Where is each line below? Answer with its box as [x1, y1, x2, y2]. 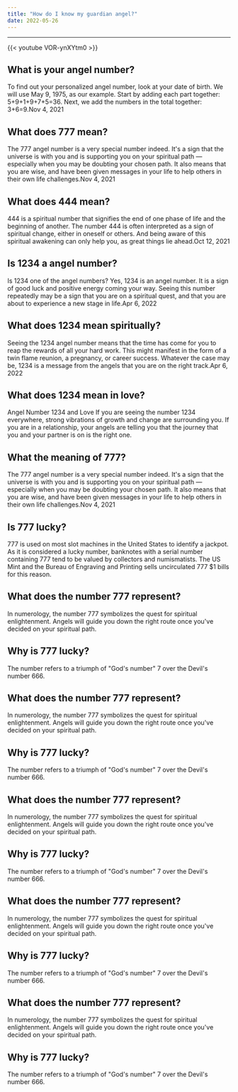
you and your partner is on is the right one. [7, 431, 132, 439]
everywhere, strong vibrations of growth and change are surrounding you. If [7, 416, 229, 424]
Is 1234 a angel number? [7, 257, 118, 270]
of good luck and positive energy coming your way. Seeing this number [7, 283, 216, 292]
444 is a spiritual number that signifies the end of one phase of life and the [7, 214, 226, 222]
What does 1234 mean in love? [7, 389, 145, 401]
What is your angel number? [7, 63, 135, 75]
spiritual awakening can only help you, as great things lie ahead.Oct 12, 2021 [7, 237, 230, 245]
